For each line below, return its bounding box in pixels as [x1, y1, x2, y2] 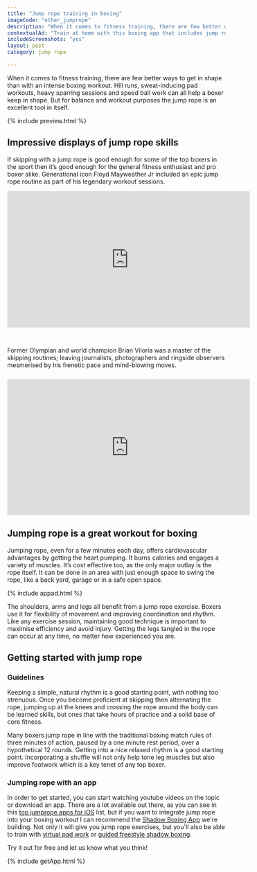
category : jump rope [7, 49, 67, 56]
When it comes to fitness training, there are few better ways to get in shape [7, 73, 222, 82]
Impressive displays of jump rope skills [7, 136, 179, 149]
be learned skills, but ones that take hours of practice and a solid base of [7, 711, 215, 719]
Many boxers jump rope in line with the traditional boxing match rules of [7, 731, 212, 740]
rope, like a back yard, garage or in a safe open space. [7, 576, 163, 584]
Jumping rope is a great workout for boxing [7, 528, 197, 540]
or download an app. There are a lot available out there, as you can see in [7, 801, 217, 809]
